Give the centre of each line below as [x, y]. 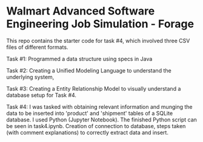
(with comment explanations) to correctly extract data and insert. [87, 132]
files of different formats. [37, 47]
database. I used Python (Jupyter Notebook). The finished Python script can [101, 120]
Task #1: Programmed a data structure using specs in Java [79, 59]
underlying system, [30, 77]
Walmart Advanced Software [81, 11]
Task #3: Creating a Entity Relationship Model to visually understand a [94, 88]
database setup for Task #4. [42, 95]
